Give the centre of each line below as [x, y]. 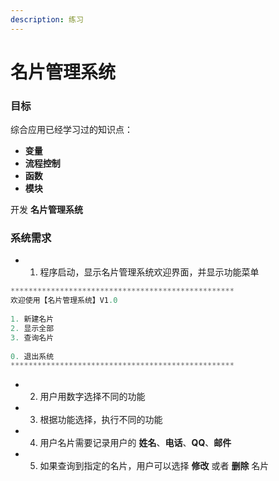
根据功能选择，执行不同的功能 [101, 420]
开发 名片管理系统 [46, 210]
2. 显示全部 [32, 328]
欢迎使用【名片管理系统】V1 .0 [64, 301]
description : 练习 [47, 19]
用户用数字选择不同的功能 [92, 397]
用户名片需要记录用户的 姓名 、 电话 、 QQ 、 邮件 [135, 443]
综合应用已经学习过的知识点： [71, 130]
